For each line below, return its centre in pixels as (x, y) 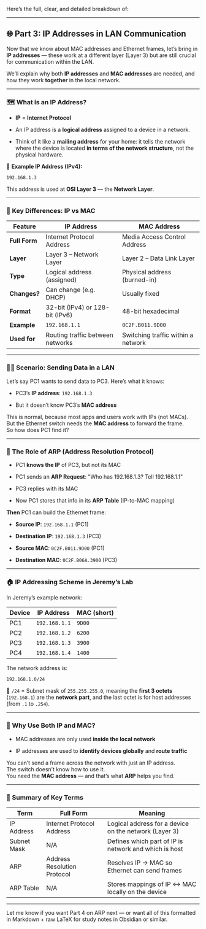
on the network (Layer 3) (143, 831)
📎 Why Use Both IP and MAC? (51, 725)
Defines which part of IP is (145, 841)
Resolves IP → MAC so (140, 863)
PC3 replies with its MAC (47, 488)
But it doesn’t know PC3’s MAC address (66, 405)
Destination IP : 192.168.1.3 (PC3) (58, 536)
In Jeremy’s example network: (44, 598)
